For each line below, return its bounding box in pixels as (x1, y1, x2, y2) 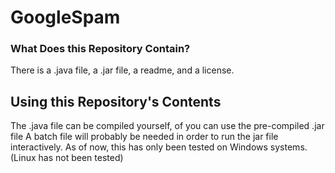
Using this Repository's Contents (10, 93, 222, 110)
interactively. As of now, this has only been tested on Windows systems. (10, 141, 308, 153)
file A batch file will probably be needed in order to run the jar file (10, 131, 279, 143)
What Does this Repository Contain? (10, 42, 191, 56)
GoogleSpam (10, 6, 121, 29)
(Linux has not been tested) (10, 152, 124, 164)
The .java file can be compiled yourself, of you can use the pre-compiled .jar (10, 120, 325, 132)
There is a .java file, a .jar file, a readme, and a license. (10, 64, 235, 76)
